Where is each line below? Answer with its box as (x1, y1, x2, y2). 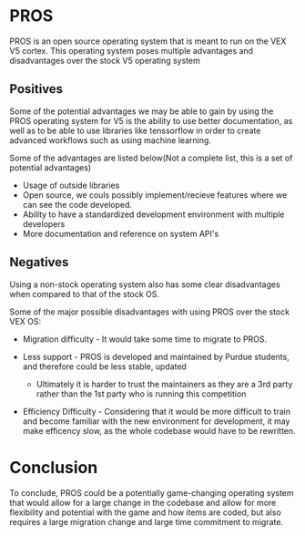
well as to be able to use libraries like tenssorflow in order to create (9, 125, 261, 136)
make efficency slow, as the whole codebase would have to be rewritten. (22, 425, 296, 436)
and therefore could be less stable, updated (22, 361, 187, 372)
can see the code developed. (22, 199, 133, 210)
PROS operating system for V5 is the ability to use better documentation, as (9, 115, 293, 126)
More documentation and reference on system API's (22, 228, 219, 239)
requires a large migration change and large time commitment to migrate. (9, 516, 284, 527)
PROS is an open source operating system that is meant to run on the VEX (9, 36, 287, 46)
